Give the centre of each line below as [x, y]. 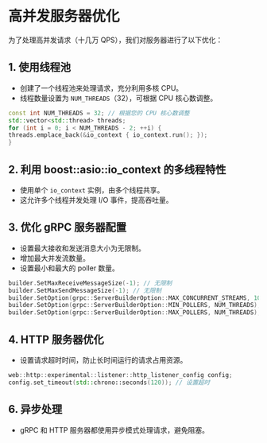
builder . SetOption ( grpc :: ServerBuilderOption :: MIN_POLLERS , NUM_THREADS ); [135, 305]
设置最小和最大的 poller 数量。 [69, 268]
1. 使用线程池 [40, 67]
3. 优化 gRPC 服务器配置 [68, 227]
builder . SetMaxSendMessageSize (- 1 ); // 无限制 [85, 290]
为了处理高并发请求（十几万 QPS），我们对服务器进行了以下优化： [116, 40]
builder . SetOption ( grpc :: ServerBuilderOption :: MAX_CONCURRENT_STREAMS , [129, 298]
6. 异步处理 [35, 409]
